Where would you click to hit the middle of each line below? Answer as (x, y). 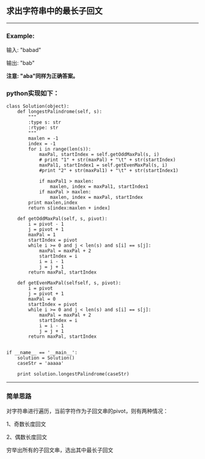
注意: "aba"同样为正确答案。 (42, 76)
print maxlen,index (53, 203)
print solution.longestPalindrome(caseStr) (74, 374)
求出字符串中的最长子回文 (54, 11)
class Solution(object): (38, 106)
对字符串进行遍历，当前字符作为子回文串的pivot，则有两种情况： (88, 411)
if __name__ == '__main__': (42, 353)
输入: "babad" (24, 50)
